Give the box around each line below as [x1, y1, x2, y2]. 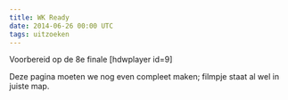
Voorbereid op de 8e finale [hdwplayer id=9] [9, 54, 173, 65]
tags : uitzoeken [9, 29, 70, 38]
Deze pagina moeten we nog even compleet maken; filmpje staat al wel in [9, 71, 279, 82]
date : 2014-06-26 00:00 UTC [9, 21, 114, 30]
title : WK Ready [9, 12, 70, 22]
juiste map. [9, 81, 50, 92]
